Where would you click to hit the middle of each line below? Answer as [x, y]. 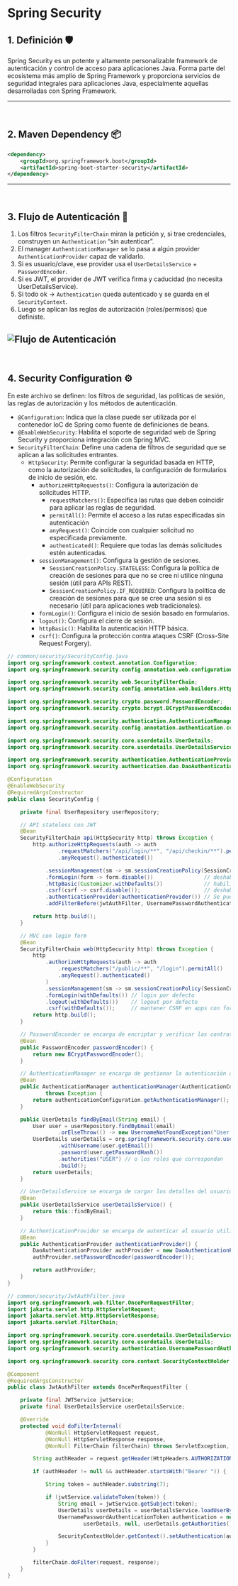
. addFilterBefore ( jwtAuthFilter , [94, 904]
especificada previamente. [88, 537]
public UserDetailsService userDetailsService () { [96, 1205]
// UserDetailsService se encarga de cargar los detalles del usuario [126, 1192]
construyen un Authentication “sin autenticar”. [86, 241]
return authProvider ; [65, 1270]
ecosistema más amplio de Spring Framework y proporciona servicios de [114, 76]
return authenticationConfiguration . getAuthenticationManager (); [131, 1100]
